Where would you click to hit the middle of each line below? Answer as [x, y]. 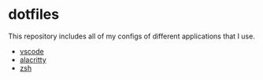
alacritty [33, 60]
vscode [32, 51]
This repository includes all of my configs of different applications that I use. [132, 36]
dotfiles [34, 15]
